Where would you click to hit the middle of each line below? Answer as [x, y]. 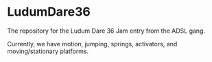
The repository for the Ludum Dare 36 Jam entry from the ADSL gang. [106, 31]
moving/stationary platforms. [48, 51]
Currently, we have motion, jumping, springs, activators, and [92, 44]
